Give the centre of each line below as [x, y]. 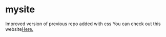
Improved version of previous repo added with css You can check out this [83, 24]
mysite [20, 10]
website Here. [19, 29]
